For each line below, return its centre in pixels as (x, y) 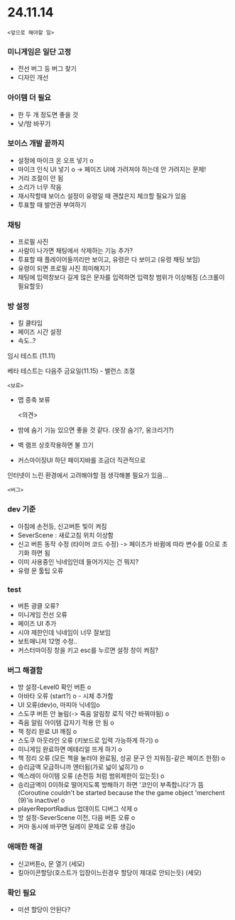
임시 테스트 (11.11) (32, 356)
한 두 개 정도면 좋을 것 (48, 114)
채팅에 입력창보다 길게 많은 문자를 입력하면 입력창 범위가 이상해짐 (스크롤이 (121, 277)
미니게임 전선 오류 (42, 615)
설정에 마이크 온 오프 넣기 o (55, 160)
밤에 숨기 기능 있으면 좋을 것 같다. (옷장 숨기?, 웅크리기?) (96, 430)
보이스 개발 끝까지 (36, 144)
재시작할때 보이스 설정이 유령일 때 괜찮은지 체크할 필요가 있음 (102, 195)
